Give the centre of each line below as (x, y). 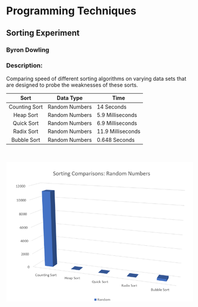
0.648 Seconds (116, 140)
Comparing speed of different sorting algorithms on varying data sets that (96, 78)
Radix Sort (25, 131)
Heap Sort (26, 115)
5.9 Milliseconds (117, 115)
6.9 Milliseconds (117, 124)
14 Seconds (112, 107)
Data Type (70, 98)
